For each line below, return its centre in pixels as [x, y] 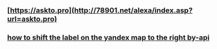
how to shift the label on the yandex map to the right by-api [108, 37]
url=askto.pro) [32, 19]
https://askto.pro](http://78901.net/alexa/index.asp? [101, 10]
